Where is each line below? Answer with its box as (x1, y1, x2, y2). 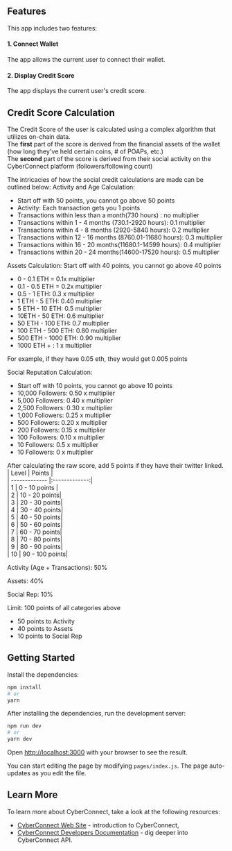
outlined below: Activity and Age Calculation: (7, 183, 135, 192)
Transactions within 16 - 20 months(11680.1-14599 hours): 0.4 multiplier (17, 241, 222, 249)
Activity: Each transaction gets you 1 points (17, 204, 141, 212)
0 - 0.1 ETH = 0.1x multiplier (17, 275, 96, 283)
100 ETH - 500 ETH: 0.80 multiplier (17, 326, 118, 335)
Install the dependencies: (7, 670, 80, 679)
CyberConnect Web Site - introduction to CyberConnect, (17, 820, 179, 829)
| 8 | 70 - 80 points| (7, 535, 63, 544)
